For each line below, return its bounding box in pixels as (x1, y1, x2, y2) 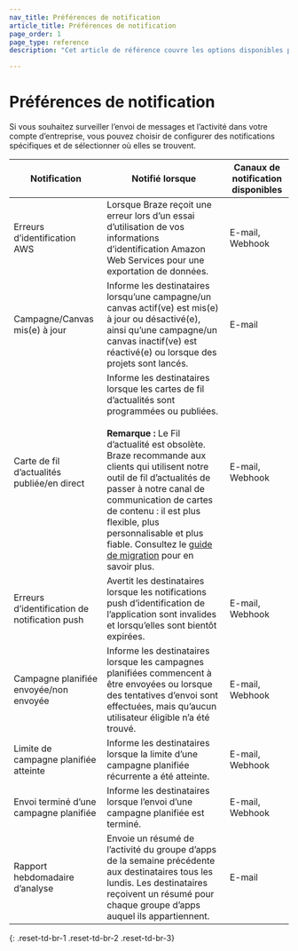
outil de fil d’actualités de (106, 472, 211, 484)
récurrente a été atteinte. (106, 770, 210, 782)
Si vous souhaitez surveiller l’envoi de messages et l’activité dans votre (9, 122, 268, 132)
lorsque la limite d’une (106, 748, 198, 760)
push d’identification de (106, 597, 206, 609)
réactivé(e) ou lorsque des (106, 346, 217, 359)
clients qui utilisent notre (106, 461, 209, 473)
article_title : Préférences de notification (9, 21, 176, 30)
